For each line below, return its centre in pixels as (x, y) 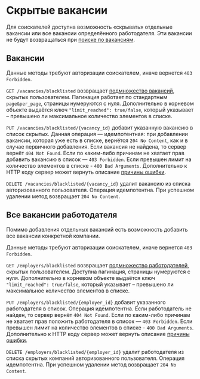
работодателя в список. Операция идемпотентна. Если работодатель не (99, 309)
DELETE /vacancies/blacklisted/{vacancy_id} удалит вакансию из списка (99, 183)
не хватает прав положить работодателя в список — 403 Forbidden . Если (99, 321)
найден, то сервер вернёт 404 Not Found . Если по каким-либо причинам (98, 315)
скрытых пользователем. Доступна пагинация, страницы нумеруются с (99, 272)
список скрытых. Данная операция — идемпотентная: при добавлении (97, 134)
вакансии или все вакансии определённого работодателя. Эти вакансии (99, 33)
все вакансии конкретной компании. (53, 236)
